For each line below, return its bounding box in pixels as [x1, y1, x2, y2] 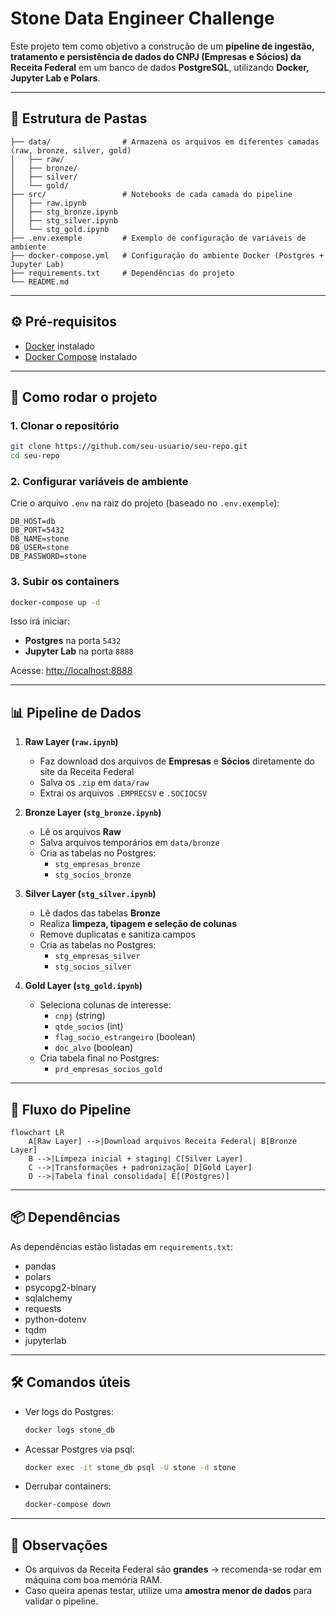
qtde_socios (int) [54, 1020, 124, 1032]
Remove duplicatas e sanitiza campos [39, 928, 196, 941]
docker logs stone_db [24, 1425, 115, 1435]
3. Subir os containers [10, 575, 120, 589]
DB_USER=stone [10, 543, 70, 553]
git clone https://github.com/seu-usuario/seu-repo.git [10, 442, 248, 452]
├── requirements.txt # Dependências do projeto [10, 268, 235, 278]
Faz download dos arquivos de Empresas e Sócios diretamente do [39, 755, 315, 767]
